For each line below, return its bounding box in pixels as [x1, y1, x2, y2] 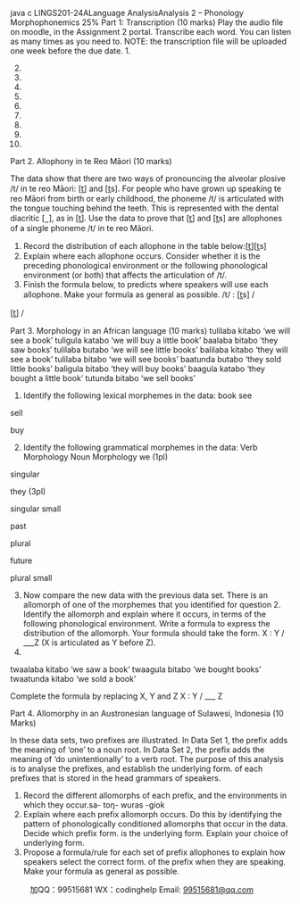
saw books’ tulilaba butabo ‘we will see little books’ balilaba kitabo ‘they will [10, 344, 288, 355]
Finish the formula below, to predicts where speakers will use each [22, 279, 269, 289]
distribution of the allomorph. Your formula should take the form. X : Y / [22, 628, 285, 638]
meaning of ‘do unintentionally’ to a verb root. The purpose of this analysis [10, 754, 284, 764]
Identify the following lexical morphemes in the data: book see [22, 390, 253, 401]
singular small [10, 503, 62, 514]
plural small [10, 573, 53, 583]
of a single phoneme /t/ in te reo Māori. [10, 223, 154, 233]
